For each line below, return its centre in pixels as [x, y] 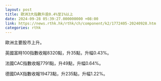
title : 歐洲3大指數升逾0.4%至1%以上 [39, 14]
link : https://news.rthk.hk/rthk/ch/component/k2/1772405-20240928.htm [80, 23]
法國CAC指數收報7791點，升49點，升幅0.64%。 [54, 63]
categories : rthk [23, 28]
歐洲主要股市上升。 [25, 43]
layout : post [19, 10]
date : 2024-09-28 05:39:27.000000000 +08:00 [52, 19]
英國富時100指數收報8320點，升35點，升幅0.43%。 [58, 53]
